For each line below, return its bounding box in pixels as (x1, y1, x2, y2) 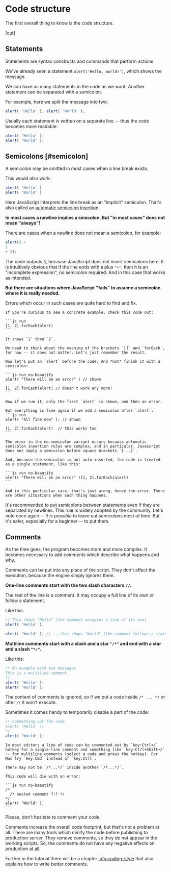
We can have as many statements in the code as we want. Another (5, 83, 145, 89)
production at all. (5, 845, 41, 852)
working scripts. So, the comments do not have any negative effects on (5, 840, 155, 846)
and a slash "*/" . (5, 646, 42, 652)
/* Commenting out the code (5, 719, 65, 725)
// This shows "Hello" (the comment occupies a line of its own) (5, 617, 147, 622)
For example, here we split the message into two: (5, 98, 108, 105)
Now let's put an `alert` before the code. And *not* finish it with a (5, 359, 160, 364)
